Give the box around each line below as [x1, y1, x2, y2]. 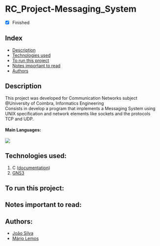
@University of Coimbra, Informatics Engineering [5, 100, 104, 106]
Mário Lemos [12, 236, 39, 242]
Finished [12, 20, 30, 25]
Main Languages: [5, 127, 42, 133]
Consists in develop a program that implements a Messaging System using [5, 105, 156, 111]
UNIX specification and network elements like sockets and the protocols [5, 111, 151, 116]
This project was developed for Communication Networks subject [5, 95, 137, 101]
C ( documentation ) [12, 165, 50, 171]
